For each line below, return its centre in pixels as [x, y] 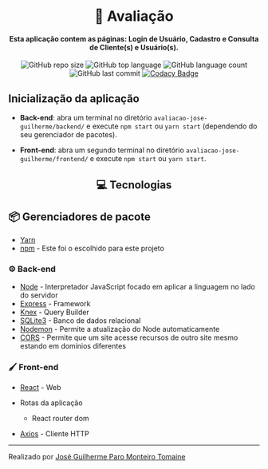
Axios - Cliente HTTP [54, 434]
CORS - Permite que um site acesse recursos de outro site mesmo [129, 337]
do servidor [39, 295]
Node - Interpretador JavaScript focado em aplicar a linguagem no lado [137, 286]
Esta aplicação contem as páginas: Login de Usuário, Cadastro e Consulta [134, 38]
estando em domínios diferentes [73, 345]
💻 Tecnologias [134, 185]
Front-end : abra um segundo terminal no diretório [102, 150]
